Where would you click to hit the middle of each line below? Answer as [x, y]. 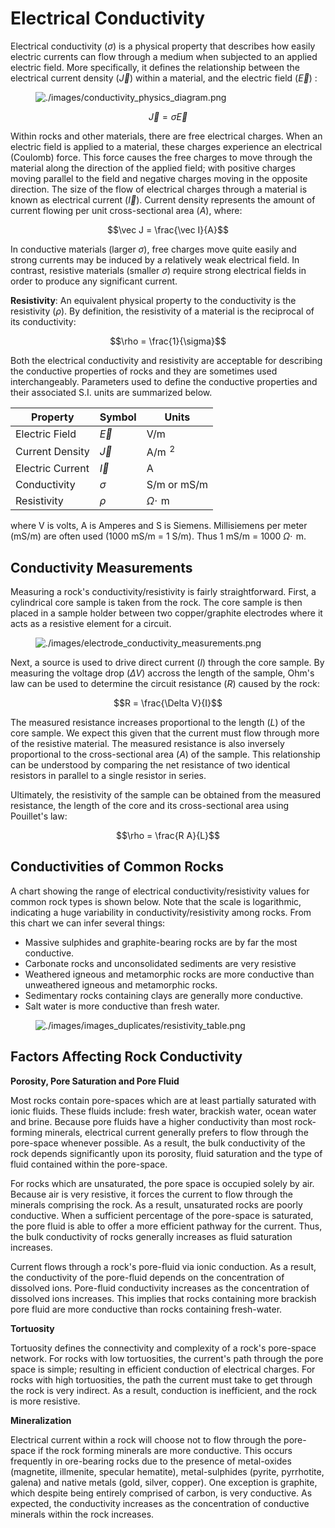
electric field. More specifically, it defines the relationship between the [155, 67]
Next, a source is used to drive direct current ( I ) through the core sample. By [167, 663]
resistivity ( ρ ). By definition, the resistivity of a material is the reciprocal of [162, 311]
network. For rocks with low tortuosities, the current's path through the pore [167, 1358]
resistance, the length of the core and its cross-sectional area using [150, 806]
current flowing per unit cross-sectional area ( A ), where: [126, 210]
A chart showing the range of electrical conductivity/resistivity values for [160, 891]
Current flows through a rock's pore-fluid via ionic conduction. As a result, [163, 1266]
